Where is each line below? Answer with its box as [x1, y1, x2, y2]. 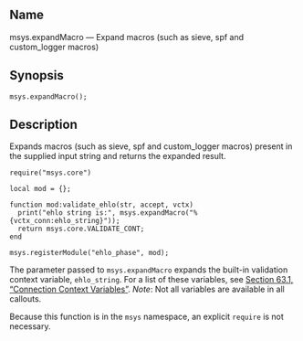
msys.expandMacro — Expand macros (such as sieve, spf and [9, 31, 245, 42]
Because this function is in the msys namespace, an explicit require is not [9, 311, 285, 323]
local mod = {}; [9, 185, 71, 194]
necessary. [9, 321, 52, 332]
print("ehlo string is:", [17, 208, 117, 218]
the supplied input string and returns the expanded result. [9, 151, 226, 162]
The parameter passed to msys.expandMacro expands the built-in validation [9, 264, 288, 275]
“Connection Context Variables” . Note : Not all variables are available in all [9, 283, 285, 295]
